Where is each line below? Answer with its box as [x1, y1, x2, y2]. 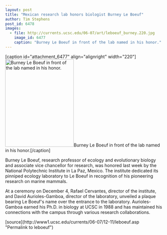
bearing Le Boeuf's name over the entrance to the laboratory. [5, 198, 131, 204]
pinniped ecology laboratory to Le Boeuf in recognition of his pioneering [5, 173, 154, 179]
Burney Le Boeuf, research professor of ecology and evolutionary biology [5, 157, 156, 163]
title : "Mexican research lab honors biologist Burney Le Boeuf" [5, 12, 144, 17]
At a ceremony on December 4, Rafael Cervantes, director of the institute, [5, 188, 157, 194]
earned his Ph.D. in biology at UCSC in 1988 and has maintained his [23, 203, 163, 210]
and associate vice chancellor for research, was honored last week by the [5, 162, 157, 168]
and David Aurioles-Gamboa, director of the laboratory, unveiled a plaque [5, 193, 156, 199]
